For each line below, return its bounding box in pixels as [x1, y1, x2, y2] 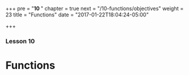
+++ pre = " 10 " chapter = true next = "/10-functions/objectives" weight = [5, 5, 184, 12]
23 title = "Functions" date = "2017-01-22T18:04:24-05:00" [5, 11, 149, 18]
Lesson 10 [5, 37, 35, 45]
